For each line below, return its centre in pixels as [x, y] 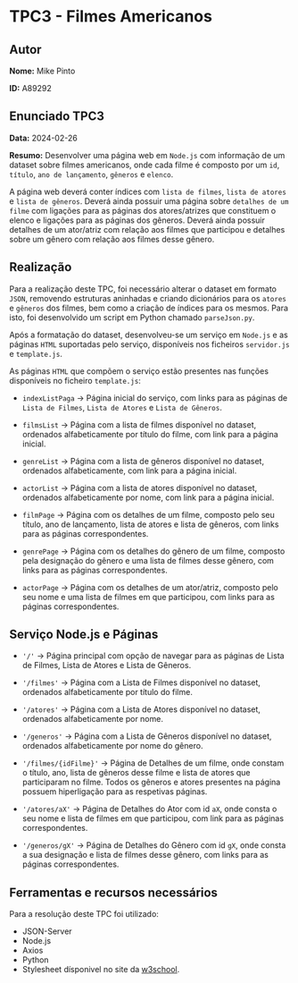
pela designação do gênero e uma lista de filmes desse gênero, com [148, 560]
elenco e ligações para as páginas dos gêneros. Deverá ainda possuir [137, 220]
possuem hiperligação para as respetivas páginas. [115, 792]
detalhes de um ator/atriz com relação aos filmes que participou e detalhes [147, 229]
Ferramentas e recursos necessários [114, 892]
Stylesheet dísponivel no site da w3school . [101, 970]
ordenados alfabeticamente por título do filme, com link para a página [150, 434]
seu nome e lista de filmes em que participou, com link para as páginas [153, 818]
